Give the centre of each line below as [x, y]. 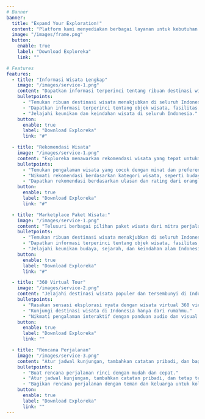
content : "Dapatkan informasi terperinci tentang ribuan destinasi [105, 91]
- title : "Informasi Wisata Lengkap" [60, 80]
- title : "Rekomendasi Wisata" [52, 147]
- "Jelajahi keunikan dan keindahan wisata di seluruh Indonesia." [110, 113]
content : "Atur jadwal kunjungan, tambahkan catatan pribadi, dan [103, 361]
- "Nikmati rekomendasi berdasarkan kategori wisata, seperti [103, 175]
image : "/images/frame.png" [48, 35]
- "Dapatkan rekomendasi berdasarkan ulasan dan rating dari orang [110, 181]
